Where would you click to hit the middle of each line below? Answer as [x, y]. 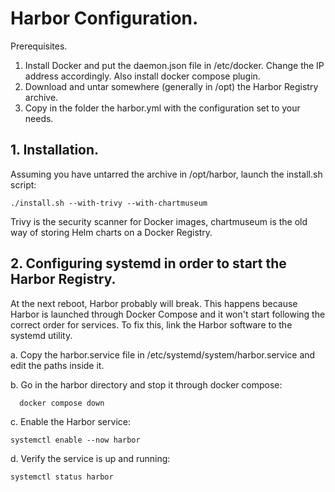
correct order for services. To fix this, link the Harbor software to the [151, 324]
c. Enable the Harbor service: [70, 421]
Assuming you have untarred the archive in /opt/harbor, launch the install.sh [166, 174]
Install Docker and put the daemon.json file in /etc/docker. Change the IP [174, 65]
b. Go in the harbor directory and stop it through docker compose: [146, 384]
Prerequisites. [39, 46]
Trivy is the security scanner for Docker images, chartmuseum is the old [159, 221]
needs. [39, 118]
